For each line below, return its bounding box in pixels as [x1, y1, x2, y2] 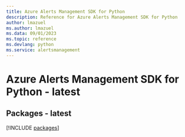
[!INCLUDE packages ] [6, 124, 60, 131]
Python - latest [6, 85, 81, 98]
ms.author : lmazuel [6, 25, 54, 31]
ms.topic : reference [6, 36, 57, 42]
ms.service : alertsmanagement [6, 47, 81, 53]
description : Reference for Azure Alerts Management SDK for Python [6, 14, 178, 20]
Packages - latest [6, 109, 72, 119]
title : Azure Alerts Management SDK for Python [6, 8, 125, 15]
